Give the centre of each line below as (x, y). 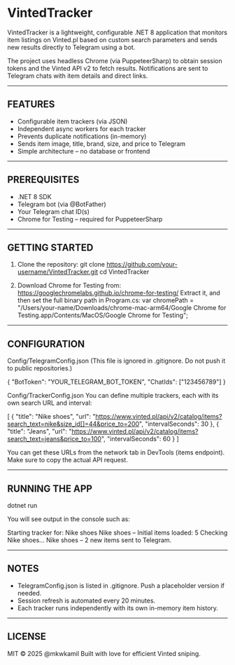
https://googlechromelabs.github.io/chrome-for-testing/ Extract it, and (119, 293)
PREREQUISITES (43, 180)
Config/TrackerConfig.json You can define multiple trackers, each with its (113, 396)
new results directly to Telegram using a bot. (71, 47)
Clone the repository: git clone (61, 264)
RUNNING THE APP (50, 489)
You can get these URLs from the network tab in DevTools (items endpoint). (116, 452)
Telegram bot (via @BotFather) (62, 204)
